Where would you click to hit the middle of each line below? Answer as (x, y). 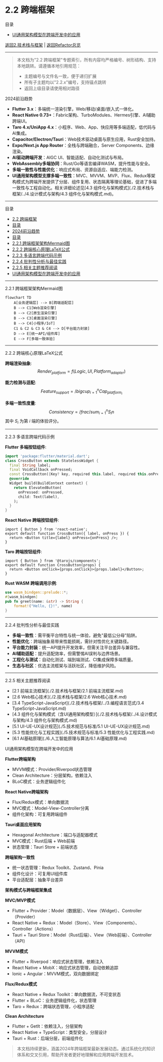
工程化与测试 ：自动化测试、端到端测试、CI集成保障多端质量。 (74, 659)
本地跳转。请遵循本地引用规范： (49, 65)
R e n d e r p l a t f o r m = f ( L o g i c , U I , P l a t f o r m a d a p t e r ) (81, 372)
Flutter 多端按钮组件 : (26, 447)
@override (19, 479)
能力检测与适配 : (21, 382)
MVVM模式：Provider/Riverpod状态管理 (52, 769)
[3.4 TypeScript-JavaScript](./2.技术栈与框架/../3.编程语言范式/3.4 (78, 703)
